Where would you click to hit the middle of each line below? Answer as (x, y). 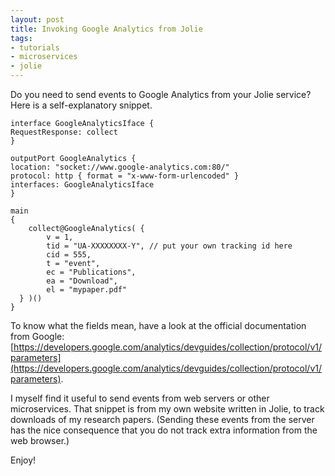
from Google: (37, 336)
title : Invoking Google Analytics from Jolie (106, 29)
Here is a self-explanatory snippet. (81, 105)
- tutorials (35, 47)
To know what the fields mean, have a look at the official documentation (158, 325)
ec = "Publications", (91, 272)
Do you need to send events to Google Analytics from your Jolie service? (161, 94)
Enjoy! (23, 460)
